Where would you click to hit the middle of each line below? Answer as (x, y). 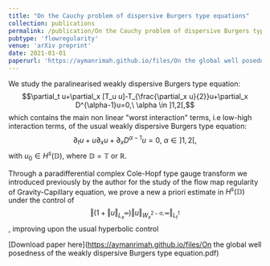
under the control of (41, 200)
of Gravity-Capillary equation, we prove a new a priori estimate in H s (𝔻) (127, 191)
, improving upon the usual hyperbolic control (84, 229)
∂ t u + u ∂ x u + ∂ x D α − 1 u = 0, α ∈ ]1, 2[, (135, 140)
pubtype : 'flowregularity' (53, 38)
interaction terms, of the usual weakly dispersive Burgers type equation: (128, 126)
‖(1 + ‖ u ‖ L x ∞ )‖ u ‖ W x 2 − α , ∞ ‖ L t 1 (135, 214)
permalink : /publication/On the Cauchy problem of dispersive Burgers (129, 31)
